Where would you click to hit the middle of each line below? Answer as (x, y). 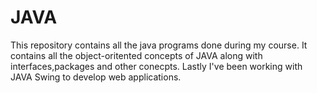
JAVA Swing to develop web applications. (96, 77)
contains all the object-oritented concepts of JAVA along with (136, 55)
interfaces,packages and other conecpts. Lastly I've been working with (156, 66)
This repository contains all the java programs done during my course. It (159, 45)
